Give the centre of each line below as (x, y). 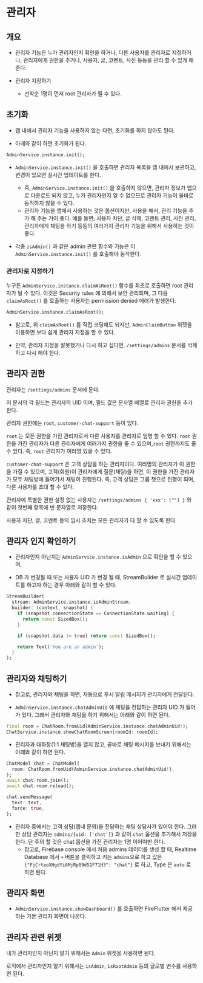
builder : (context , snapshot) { (53, 608)
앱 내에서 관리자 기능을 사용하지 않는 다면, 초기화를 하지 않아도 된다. (95, 130)
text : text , (27, 803)
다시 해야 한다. (43, 353)
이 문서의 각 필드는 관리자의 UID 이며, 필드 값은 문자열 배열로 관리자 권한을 (94, 402)
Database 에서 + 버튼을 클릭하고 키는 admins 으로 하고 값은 (93, 857)
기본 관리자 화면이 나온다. (56, 916)
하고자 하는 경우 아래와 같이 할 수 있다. (72, 585)
